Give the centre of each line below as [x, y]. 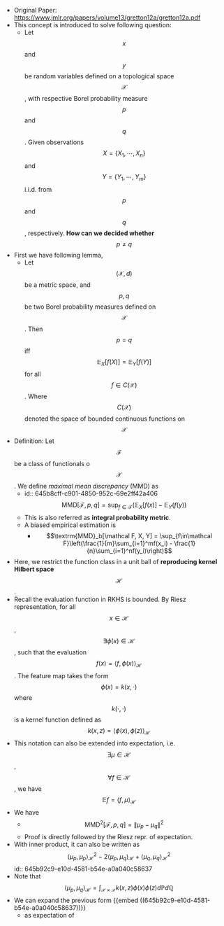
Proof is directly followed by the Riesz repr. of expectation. [109, 837]
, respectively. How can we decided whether [89, 233]
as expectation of [49, 916]
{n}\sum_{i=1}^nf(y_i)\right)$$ [129, 551]
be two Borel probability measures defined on [90, 307]
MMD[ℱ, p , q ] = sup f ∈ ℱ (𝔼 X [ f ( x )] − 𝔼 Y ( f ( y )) [124, 506]
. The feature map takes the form [61, 675]
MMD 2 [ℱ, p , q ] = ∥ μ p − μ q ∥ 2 [124, 825]
